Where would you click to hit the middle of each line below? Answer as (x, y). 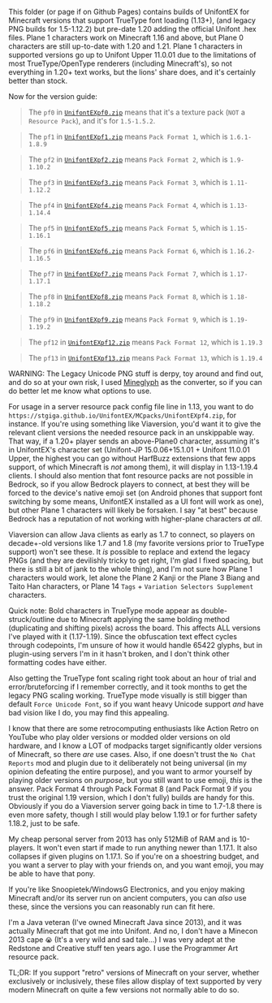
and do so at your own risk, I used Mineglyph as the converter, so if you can (135, 382)
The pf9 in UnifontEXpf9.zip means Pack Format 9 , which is (128, 319)
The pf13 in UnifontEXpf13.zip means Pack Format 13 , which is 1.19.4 (145, 358)
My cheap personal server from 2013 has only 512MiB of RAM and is (123, 839)
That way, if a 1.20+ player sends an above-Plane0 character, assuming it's (134, 441)
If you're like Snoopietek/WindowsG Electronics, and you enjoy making (127, 889)
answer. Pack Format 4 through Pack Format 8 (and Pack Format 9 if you (130, 789)
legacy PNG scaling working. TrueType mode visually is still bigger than (128, 695)
